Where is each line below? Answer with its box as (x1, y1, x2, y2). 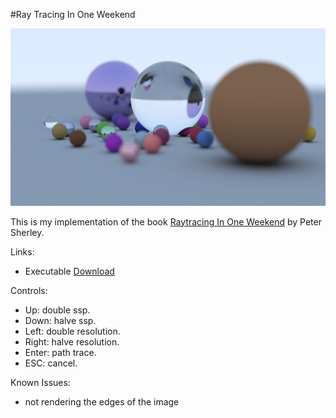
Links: (10, 245, 35, 258)
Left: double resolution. (24, 325, 121, 337)
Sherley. (10, 226, 45, 238)
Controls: (10, 284, 48, 296)
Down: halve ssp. (24, 314, 97, 326)
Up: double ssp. (24, 304, 91, 316)
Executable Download (24, 265, 115, 277)
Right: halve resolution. (24, 335, 120, 348)
